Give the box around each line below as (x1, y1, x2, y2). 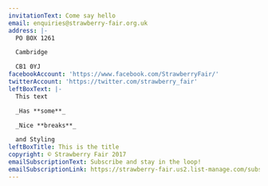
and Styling (15, 136, 56, 144)
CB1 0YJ (15, 63, 41, 71)
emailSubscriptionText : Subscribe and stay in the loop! (8, 158, 202, 166)
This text (15, 93, 48, 101)
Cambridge (15, 49, 48, 57)
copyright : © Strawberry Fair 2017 (8, 151, 127, 159)
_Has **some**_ (15, 107, 66, 115)
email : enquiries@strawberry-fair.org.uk (8, 19, 148, 27)
